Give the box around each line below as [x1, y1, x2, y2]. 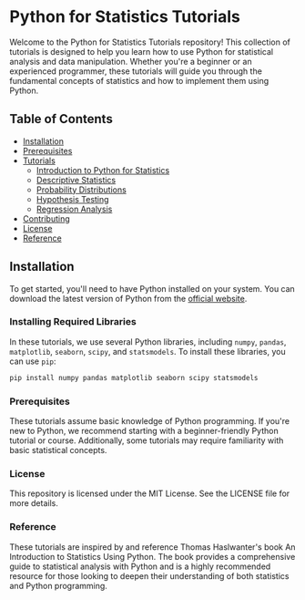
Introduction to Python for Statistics [36, 164, 170, 175]
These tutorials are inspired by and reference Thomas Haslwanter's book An [9, 541, 296, 553]
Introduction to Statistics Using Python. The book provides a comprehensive [9, 551, 296, 562]
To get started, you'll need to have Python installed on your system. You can [9, 283, 296, 294]
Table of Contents [9, 111, 114, 127]
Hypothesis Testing [36, 193, 109, 204]
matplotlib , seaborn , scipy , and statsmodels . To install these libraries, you [9, 346, 286, 357]
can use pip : [9, 356, 56, 367]
